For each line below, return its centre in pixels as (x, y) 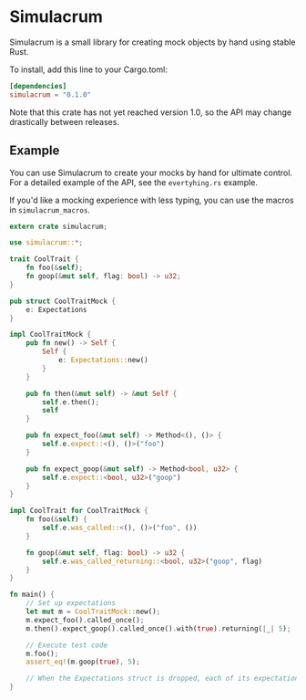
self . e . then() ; (71, 402)
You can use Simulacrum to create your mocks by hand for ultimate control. (151, 172)
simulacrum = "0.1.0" (51, 94)
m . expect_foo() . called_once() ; (85, 620)
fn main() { (32, 595)
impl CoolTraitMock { (51, 335)
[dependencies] (38, 86)
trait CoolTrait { (44, 259)
